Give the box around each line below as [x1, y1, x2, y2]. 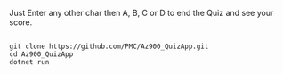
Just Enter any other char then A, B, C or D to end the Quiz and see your [9, 8, 274, 18]
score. [9, 17, 33, 28]
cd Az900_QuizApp [9, 50, 74, 59]
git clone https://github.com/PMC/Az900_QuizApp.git [9, 42, 209, 51]
